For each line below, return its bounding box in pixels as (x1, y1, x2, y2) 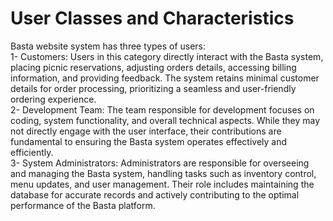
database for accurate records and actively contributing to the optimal (10, 188, 300, 201)
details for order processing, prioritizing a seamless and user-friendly (10, 82, 297, 94)
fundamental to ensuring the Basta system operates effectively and (10, 135, 288, 147)
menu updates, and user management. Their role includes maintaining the (10, 178, 315, 190)
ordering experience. (10, 93, 97, 105)
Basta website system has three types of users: (10, 40, 207, 52)
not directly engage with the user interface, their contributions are (10, 125, 282, 137)
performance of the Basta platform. (10, 199, 156, 211)
